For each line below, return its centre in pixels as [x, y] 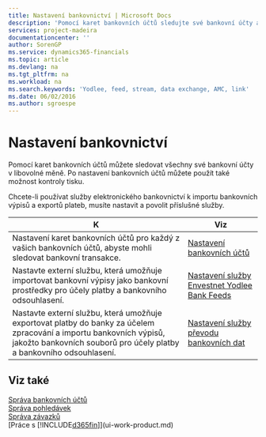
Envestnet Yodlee [220, 285]
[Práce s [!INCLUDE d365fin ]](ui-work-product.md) [91, 424]
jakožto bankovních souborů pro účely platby [96, 343]
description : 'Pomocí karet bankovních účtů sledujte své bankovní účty [131, 23]
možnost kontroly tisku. [46, 182]
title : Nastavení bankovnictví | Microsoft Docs [90, 15]
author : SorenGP [35, 45]
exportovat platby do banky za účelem [84, 323]
